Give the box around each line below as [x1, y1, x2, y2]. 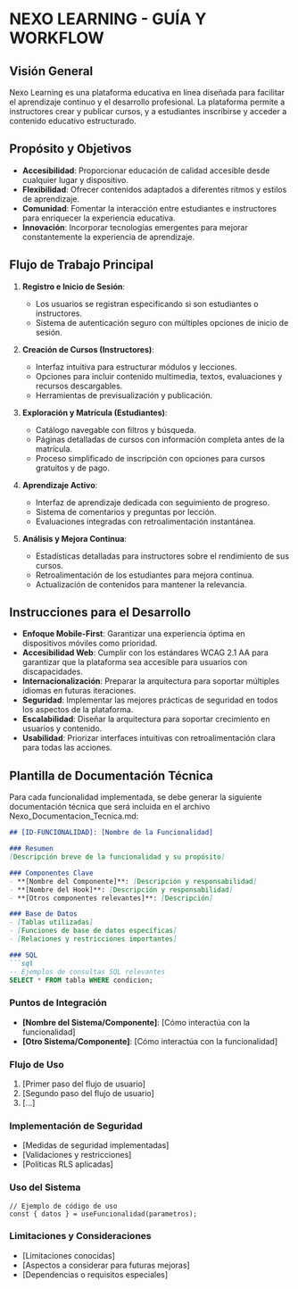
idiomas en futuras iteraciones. [21, 686, 137, 696]
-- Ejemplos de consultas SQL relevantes [9, 967, 166, 977]
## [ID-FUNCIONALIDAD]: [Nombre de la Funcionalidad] [9, 828, 214, 837]
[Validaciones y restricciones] [21, 1150, 132, 1160]
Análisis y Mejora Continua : [21, 533, 128, 544]
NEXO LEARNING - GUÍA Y [9, 9, 207, 29]
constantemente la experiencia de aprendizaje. [21, 231, 195, 242]
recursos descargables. [35, 380, 123, 391]
